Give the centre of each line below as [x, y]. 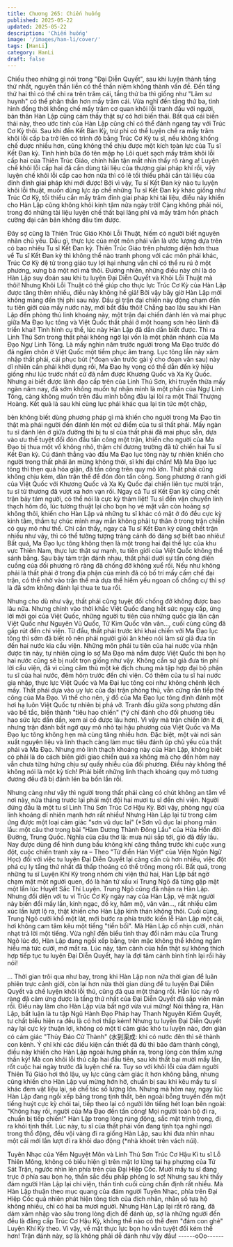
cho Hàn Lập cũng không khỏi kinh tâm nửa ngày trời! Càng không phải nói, [115, 205]
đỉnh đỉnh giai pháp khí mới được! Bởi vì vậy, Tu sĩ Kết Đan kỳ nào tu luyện [113, 183]
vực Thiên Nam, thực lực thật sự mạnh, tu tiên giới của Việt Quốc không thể [115, 550]
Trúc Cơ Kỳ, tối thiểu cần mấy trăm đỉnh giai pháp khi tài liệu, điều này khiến [116, 197]
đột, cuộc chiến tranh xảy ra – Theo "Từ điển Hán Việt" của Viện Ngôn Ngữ [114, 852]
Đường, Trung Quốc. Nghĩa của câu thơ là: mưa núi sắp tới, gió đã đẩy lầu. [113, 837]
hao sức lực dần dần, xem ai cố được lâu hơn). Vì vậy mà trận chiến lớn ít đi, [116, 720]
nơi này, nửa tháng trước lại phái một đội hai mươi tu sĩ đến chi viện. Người [113, 800]
